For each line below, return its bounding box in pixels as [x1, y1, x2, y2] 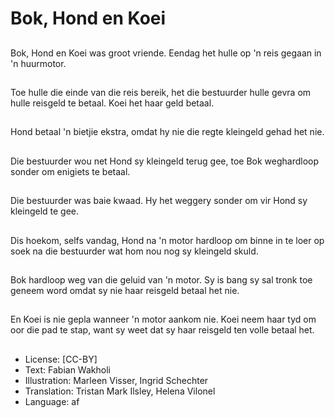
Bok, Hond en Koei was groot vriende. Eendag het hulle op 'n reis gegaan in [10, 47, 322, 59]
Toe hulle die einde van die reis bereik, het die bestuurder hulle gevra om [10, 86, 312, 98]
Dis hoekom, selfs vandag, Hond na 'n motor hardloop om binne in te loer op [10, 234, 325, 246]
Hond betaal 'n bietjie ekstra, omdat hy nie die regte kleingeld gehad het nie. [10, 126, 325, 138]
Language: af [24, 395, 80, 407]
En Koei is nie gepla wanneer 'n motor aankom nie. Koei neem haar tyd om [10, 313, 317, 326]
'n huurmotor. [10, 57, 67, 69]
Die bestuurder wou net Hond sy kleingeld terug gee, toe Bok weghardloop [10, 155, 320, 167]
